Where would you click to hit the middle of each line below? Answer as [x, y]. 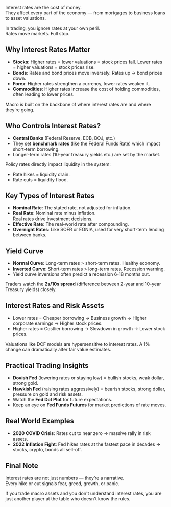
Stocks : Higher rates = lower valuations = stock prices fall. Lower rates [87, 62]
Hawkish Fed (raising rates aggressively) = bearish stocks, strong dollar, [89, 389]
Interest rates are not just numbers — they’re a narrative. [65, 478]
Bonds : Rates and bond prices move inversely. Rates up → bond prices [87, 73]
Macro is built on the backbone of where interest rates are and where [78, 104]
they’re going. [20, 110]
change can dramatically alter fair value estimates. [58, 350]
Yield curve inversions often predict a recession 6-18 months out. [81, 274]
